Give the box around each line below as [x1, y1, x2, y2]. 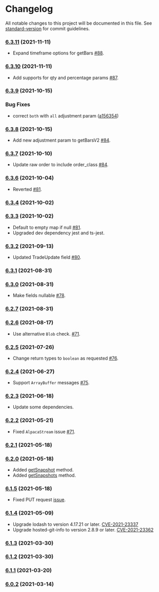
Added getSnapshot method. [12, 467, 74, 472]
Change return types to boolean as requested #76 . [12, 355, 119, 361]
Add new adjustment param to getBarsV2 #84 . [12, 137, 111, 144]
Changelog [5, 3, 53, 15]
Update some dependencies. [12, 404, 74, 410]
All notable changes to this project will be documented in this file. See [5, 20, 152, 26]
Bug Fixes [5, 101, 31, 108]
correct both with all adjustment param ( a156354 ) [12, 112, 119, 119]
